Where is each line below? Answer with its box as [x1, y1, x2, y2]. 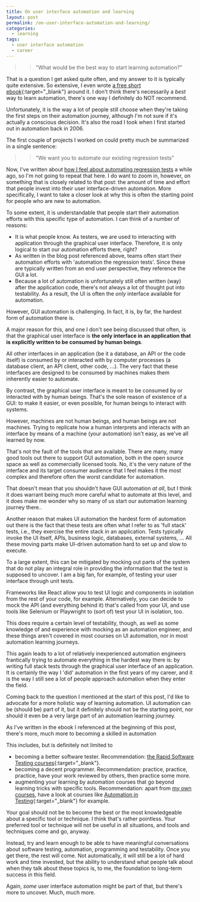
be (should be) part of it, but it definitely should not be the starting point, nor [6, 706, 193, 713]
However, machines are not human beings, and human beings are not [6, 417, 177, 425]
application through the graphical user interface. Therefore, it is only [14, 239, 183, 246]
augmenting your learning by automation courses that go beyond [14, 778, 174, 785]
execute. [6, 547, 28, 554]
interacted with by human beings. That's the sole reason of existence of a [6, 393, 187, 400]
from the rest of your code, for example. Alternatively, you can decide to [6, 595, 183, 602]
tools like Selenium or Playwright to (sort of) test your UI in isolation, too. [6, 608, 184, 615]
